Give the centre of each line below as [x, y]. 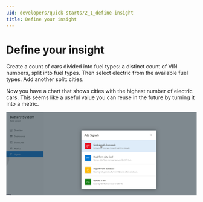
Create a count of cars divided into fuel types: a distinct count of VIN [92, 67]
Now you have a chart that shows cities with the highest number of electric [100, 91]
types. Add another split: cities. [45, 79]
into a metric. [23, 104]
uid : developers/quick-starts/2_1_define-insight [70, 13]
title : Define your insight [42, 19]
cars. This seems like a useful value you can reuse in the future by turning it [101, 97]
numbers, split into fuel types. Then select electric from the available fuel [97, 73]
